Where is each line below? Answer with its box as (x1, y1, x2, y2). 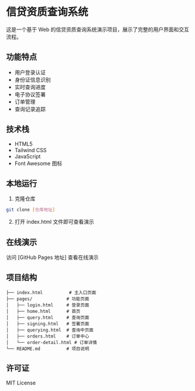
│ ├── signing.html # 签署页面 (6, 321, 90, 326)
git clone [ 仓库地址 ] (6, 207, 56, 213)
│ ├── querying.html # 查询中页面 (6, 327, 94, 333)
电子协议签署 (14, 90, 46, 97)
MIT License (6, 379, 36, 386)
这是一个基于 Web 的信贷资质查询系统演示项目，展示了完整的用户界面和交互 (6, 26, 189, 33)
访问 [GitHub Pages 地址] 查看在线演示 (6, 254, 99, 261)
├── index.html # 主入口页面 (6, 289, 97, 295)
